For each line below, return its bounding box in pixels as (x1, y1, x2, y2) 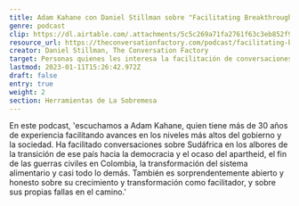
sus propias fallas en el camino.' (9, 186, 127, 197)
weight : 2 (9, 87, 46, 96)
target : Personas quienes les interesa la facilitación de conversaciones (9, 54, 293, 63)
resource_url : (9, 37, 62, 47)
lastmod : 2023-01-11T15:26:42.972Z (9, 63, 141, 72)
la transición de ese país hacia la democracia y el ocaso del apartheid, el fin (9, 149, 287, 160)
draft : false (9, 71, 58, 80)
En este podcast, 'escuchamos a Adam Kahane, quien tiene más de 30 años (9, 120, 288, 131)
